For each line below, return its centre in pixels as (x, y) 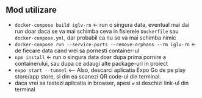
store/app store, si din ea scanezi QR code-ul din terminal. (88, 76)
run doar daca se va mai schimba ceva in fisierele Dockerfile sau (96, 31)
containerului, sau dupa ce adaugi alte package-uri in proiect (91, 63)
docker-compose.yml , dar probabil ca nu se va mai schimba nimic (95, 37)
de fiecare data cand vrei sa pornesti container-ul (77, 51)
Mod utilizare (31, 10)
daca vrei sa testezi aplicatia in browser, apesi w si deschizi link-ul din (102, 83)
